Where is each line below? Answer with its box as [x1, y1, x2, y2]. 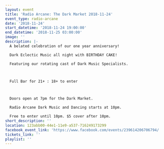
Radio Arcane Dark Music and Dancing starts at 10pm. [9, 105, 122, 110]
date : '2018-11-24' [5, 21, 45, 26]
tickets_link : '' [5, 132, 41, 137]
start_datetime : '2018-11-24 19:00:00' [5, 25, 87, 30]
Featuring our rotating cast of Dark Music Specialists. [9, 61, 129, 66]
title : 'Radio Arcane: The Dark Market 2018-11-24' [5, 12, 113, 17]
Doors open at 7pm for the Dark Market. [9, 96, 93, 101]
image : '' [5, 35, 26, 40]
